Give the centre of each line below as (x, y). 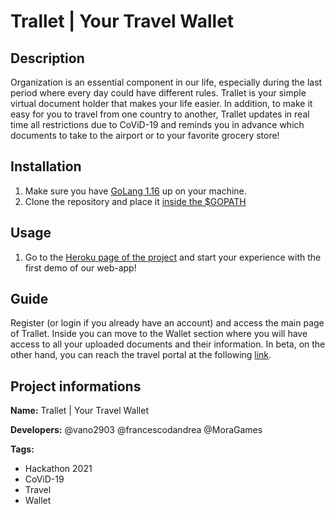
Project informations (76, 386)
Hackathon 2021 (58, 469)
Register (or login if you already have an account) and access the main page (167, 323)
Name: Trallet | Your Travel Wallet (79, 411)
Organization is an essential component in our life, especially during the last (166, 82)
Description (47, 58)
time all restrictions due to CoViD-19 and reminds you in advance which (157, 124)
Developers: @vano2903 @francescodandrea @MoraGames (136, 430)
